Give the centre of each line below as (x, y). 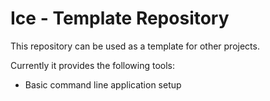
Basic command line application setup (103, 84)
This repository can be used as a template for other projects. (135, 46)
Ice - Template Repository (120, 18)
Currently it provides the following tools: (93, 65)
